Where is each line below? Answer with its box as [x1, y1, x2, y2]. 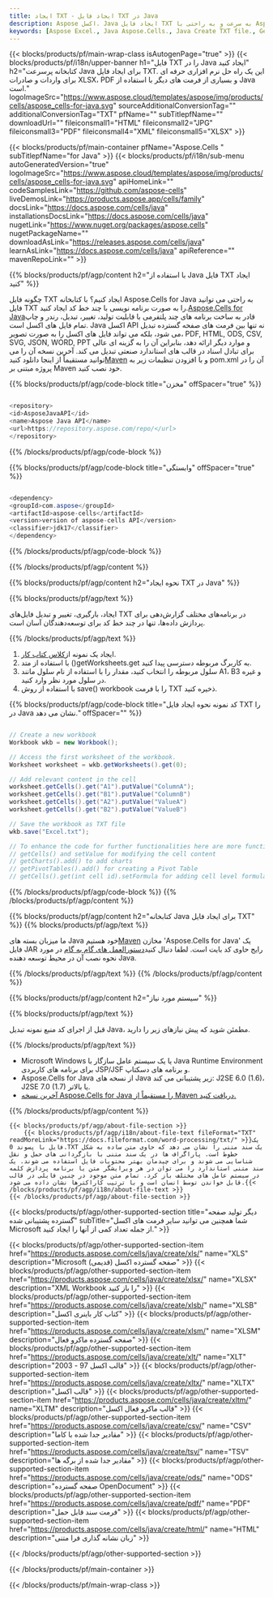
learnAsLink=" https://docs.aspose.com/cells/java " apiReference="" [9, 246, 236, 256]
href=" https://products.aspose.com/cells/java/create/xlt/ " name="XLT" [9, 1352, 246, 1361]
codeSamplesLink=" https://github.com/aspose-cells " [9, 186, 187, 195]
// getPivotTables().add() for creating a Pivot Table [9, 865, 198, 873]
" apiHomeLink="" [113, 177, 174, 187]
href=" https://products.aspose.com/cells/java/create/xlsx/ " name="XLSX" [9, 1274, 258, 1284]
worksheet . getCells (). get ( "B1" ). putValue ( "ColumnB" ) [9, 790, 191, 799]
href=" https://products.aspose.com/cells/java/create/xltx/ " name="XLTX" [9, 1378, 255, 1387]
